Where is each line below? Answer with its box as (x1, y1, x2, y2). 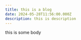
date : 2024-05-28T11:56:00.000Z (5, 12, 72, 17)
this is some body (5, 30, 41, 36)
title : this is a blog (5, 7, 52, 12)
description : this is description (5, 16, 77, 21)
